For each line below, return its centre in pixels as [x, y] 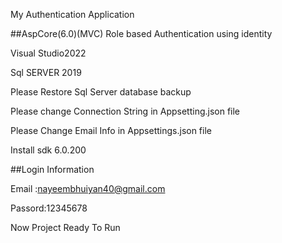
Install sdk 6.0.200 [48, 150]
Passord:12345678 [49, 208]
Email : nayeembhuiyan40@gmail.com [88, 188]
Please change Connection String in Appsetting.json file [125, 111]
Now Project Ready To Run [65, 227]
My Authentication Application [72, 14]
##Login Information [52, 169]
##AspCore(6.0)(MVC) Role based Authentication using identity [141, 33]
